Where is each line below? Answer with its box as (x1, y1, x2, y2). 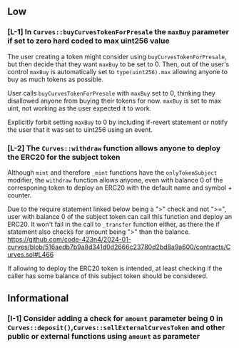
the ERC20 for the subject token (7, 152, 121, 162)
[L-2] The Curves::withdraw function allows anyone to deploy (7, 143, 221, 153)
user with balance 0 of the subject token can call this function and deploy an (7, 212, 233, 220)
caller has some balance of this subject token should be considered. (7, 271, 208, 280)
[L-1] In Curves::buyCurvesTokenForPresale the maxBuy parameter (7, 27, 230, 37)
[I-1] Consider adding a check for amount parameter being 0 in (7, 314, 223, 324)
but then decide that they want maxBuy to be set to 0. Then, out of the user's (7, 60, 230, 68)
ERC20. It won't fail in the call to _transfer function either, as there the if (7, 220, 220, 228)
